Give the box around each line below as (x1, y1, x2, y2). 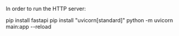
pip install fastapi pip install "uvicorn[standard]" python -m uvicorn (5, 17, 174, 23)
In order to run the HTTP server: (5, 5, 86, 12)
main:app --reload (5, 23, 52, 30)
